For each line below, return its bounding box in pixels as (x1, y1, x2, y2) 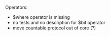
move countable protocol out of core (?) (12, 25, 96, 31)
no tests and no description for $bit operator (12, 20, 105, 25)
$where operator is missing (12, 14, 70, 20)
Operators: (5, 5, 28, 10)
